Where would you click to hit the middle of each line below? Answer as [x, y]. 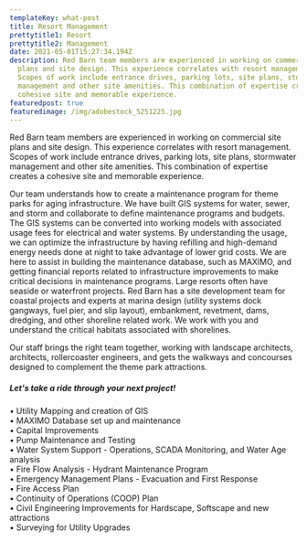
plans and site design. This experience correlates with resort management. [150, 147]
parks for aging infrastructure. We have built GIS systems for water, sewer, [150, 204]
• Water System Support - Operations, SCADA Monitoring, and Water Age [148, 450]
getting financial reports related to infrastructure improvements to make [144, 271]
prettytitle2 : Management [58, 43]
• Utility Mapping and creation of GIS [79, 411]
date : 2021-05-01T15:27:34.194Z [71, 52]
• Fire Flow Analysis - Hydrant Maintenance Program [109, 469]
